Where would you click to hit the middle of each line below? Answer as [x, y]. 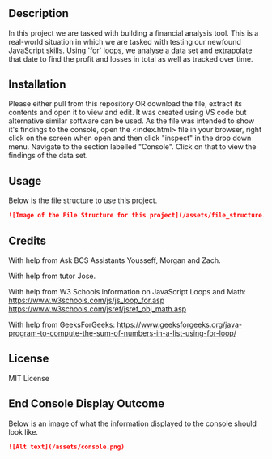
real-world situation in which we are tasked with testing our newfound [125, 41]
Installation [37, 84]
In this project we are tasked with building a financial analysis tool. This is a [134, 33]
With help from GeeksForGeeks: [62, 324]
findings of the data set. [48, 156]
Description [38, 13]
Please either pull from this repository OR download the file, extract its [125, 104]
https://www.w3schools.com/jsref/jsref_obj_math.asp [98, 309]
